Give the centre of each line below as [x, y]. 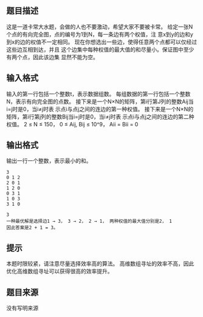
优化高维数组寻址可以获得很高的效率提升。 [60, 271]
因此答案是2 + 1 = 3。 [32, 228]
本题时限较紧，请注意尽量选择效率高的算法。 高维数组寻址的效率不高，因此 [100, 264]
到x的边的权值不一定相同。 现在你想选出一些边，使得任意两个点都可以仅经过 [102, 42]
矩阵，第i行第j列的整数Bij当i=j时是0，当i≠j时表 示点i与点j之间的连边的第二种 [100, 117]
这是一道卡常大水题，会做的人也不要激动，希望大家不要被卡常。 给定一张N [100, 27]
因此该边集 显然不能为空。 [65, 57]
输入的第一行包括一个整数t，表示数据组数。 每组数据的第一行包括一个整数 [98, 94]
